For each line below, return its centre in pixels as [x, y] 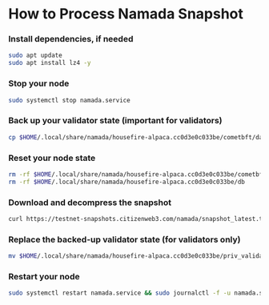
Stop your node [39, 83]
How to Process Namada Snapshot [126, 14]
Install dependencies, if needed [71, 39]
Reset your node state [52, 158]
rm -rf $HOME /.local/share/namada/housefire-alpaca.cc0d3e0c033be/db [127, 182]
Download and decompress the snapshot [90, 203]
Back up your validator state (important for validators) [115, 121]
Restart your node [44, 276]
